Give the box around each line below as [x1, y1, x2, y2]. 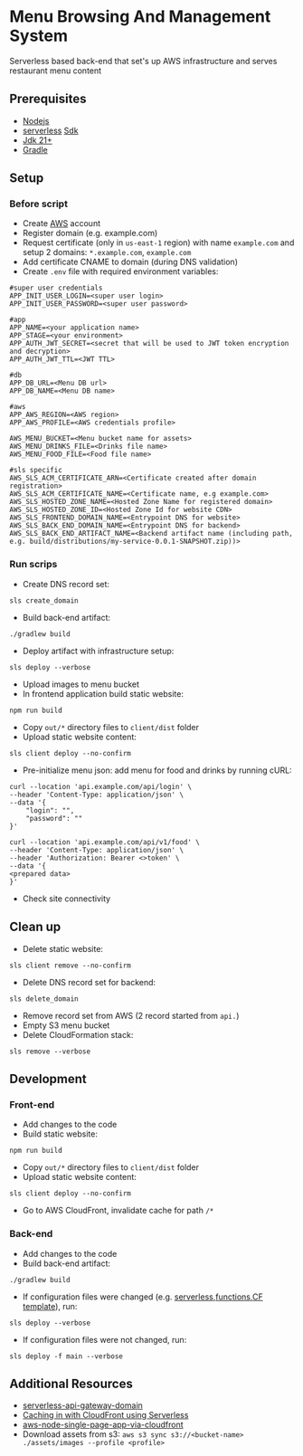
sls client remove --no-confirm [9, 961, 131, 970]
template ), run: [22, 1300, 78, 1311]
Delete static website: [22, 943, 104, 954]
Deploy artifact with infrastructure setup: [22, 645, 175, 656]
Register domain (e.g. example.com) [22, 228, 158, 239]
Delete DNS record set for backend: [22, 976, 156, 987]
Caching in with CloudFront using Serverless [22, 1410, 189, 1421]
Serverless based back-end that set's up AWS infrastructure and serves [9, 55, 278, 66]
